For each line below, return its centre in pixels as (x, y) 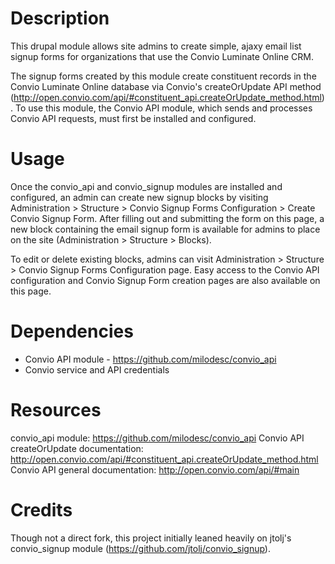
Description (60, 18)
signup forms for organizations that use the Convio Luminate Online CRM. (162, 56)
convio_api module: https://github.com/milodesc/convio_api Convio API (157, 438)
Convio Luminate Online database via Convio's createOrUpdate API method (166, 86)
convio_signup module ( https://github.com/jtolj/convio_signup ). (140, 548)
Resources (56, 410)
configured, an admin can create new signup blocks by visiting (139, 197)
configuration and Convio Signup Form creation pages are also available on (165, 280)
